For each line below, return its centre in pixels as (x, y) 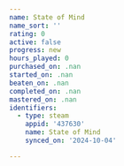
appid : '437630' (55, 124)
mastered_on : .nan (43, 99)
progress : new (35, 50)
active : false (35, 42)
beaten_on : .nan (39, 83)
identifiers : (33, 108)
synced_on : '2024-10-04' (71, 140)
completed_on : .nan (45, 91)
